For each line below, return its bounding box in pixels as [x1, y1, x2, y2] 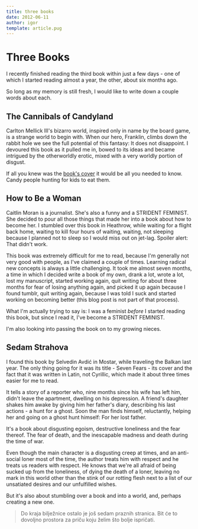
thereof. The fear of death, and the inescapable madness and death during [6, 431, 188, 438]
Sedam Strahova [6, 343, 69, 353]
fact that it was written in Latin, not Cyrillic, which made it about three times [6, 370, 190, 378]
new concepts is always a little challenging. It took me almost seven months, [6, 264, 192, 272]
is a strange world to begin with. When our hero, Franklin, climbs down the [6, 134, 187, 140]
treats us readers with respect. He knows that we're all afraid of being [6, 462, 176, 469]
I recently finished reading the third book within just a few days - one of [6, 70, 180, 78]
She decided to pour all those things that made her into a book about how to [6, 215, 191, 222]
